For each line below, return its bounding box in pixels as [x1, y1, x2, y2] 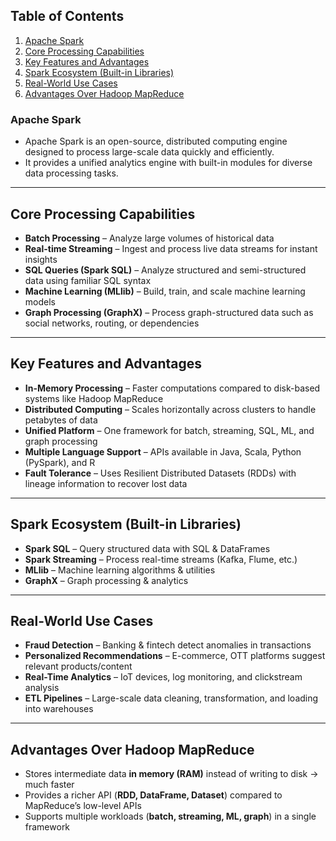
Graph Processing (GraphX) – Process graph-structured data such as [24, 306, 314, 318]
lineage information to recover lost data [24, 477, 188, 489]
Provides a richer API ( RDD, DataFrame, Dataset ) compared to [24, 789, 283, 801]
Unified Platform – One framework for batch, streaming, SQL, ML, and [24, 424, 315, 436]
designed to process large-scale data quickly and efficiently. [24, 146, 275, 158]
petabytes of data [24, 414, 98, 426]
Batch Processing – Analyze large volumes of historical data [24, 232, 275, 244]
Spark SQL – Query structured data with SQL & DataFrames [24, 542, 271, 554]
